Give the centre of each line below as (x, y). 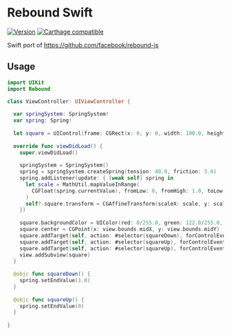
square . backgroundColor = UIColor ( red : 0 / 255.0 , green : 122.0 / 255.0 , (121, 223)
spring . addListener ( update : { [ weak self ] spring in (97, 178)
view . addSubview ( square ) (55, 255)
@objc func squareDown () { (52, 274)
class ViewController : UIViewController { (69, 101)
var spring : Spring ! (43, 121)
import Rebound (29, 89)
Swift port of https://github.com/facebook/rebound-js (83, 45)
